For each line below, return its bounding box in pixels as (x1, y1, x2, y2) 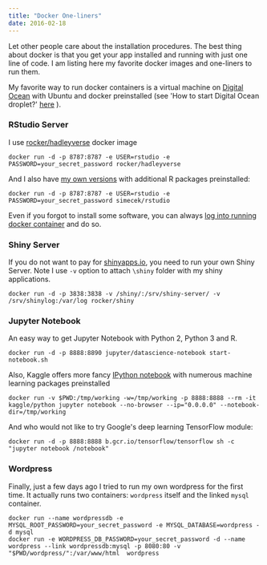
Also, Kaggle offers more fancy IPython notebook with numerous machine (8, 370, 253, 380)
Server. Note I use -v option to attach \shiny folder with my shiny (8, 266, 223, 276)
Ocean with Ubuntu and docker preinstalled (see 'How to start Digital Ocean (8, 91, 260, 100)
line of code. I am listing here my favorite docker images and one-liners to (8, 58, 253, 68)
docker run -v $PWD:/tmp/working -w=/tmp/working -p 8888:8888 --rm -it (8, 394, 257, 402)
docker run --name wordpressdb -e (8, 514, 124, 522)
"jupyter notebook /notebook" (8, 445, 110, 453)
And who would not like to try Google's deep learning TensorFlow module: (8, 422, 253, 432)
